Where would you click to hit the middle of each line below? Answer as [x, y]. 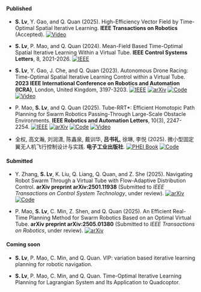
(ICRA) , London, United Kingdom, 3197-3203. [71, 90]
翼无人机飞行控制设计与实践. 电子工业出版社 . [70, 147]
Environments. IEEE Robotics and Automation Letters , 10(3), [90, 121]
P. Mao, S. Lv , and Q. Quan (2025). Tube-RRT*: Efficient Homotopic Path [105, 108]
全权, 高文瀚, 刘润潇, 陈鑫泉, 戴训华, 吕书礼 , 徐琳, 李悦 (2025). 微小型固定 [104, 139]
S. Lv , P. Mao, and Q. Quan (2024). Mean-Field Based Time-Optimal [99, 46]
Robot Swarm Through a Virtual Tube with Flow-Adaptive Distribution [100, 181]
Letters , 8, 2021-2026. [43, 59]
